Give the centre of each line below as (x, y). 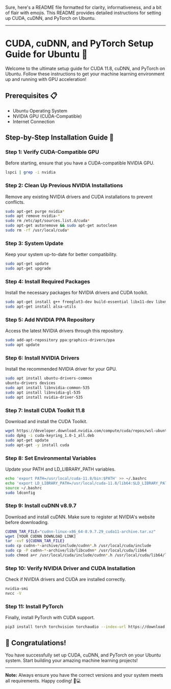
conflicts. (15, 202)
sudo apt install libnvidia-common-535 (48, 388)
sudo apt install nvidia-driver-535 (44, 397)
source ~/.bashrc (24, 488)
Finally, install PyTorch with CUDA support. (50, 618)
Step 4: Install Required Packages (48, 281)
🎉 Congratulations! (36, 643)
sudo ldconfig (20, 493)
